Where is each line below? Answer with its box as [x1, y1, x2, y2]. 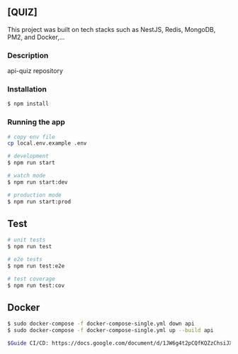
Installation [7, 84, 47, 94]
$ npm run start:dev [7, 178, 69, 186]
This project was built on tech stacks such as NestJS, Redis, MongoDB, [7, 25, 216, 33]
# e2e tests [7, 256, 42, 263]
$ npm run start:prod [7, 198, 72, 205]
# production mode [7, 192, 62, 199]
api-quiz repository [7, 67, 64, 75]
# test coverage [7, 275, 55, 282]
